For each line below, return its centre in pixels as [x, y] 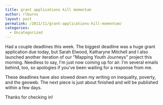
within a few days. [23, 87]
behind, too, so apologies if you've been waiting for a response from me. [79, 68]
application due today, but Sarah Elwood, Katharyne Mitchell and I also [77, 52]
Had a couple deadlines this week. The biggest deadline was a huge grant [80, 47]
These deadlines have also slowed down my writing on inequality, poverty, [81, 77]
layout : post [18, 19]
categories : [17, 28]
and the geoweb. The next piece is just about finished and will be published [82, 82]
